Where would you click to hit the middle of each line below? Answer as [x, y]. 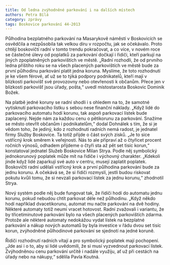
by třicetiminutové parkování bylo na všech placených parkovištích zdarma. [84, 215]
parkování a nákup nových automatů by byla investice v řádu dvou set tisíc [83, 225]
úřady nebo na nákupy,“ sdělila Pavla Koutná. [53, 257]
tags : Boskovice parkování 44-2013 [43, 24]
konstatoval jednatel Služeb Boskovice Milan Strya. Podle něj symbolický [81, 151]
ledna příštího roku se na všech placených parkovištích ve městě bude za [82, 65]
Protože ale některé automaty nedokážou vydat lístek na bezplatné [75, 220]
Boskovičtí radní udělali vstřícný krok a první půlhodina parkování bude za [82, 167]
